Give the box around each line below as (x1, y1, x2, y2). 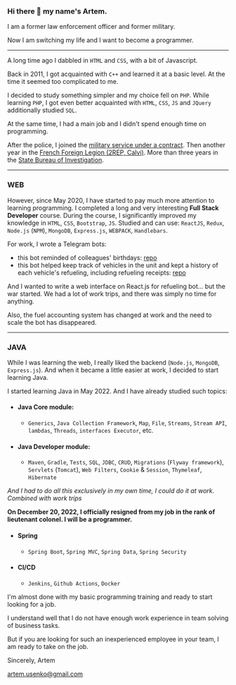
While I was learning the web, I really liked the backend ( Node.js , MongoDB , (7, 358, 220, 366)
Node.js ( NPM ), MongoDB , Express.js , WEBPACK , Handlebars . (7, 226, 169, 235)
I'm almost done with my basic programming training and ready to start (7, 592, 213, 601)
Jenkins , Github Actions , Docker (27, 579, 121, 587)
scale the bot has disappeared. (7, 318, 97, 326)
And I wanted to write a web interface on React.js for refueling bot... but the (7, 282, 226, 290)
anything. (7, 297, 35, 305)
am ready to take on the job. (7, 642, 89, 650)
